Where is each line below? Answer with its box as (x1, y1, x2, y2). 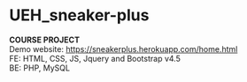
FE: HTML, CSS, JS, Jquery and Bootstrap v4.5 (9, 53, 181, 63)
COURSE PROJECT (9, 34, 81, 45)
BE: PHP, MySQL (9, 63, 71, 73)
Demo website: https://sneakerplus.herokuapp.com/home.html (9, 43, 238, 54)
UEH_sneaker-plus (9, 5, 150, 26)
